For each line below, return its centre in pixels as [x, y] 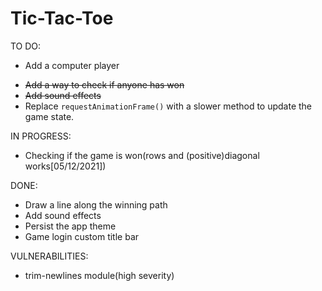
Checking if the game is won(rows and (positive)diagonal [142, 155]
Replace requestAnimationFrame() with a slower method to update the [168, 106]
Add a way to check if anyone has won [104, 84]
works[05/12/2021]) [65, 166]
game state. [49, 116]
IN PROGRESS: [41, 136]
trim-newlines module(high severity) [99, 275]
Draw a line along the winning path [96, 204]
